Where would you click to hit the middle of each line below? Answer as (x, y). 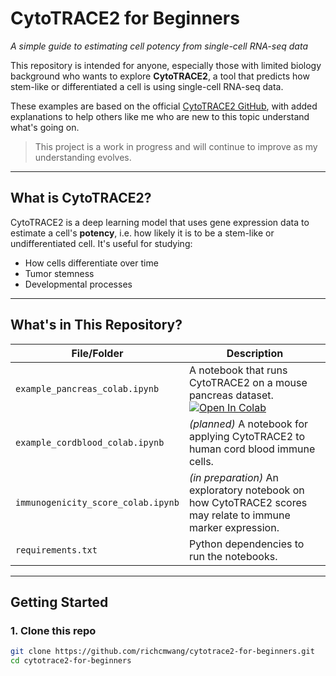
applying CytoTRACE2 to (246, 436)
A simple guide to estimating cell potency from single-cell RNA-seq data (159, 46)
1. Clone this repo (53, 630)
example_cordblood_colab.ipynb (90, 442)
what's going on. (45, 127)
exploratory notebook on (246, 490)
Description (255, 353)
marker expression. (234, 527)
